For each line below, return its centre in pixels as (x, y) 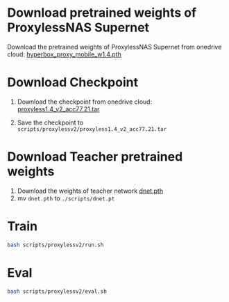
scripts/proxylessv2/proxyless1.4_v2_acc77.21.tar (92, 129)
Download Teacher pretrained (95, 157)
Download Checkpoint (73, 82)
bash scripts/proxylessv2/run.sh (56, 245)
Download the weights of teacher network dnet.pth (90, 191)
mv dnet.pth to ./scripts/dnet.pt (66, 198)
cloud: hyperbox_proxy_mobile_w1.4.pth (64, 54)
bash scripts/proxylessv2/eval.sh (57, 291)
